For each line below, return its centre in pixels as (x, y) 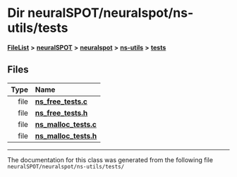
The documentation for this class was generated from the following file (110, 159)
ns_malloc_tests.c (66, 124)
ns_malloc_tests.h (66, 135)
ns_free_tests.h (61, 113)
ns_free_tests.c (61, 102)
